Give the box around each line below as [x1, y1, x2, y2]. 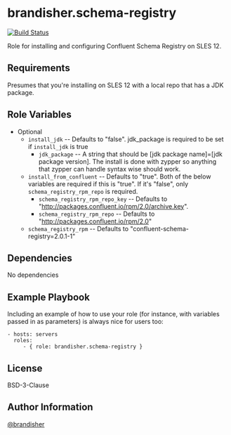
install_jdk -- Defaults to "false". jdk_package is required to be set [27, 135, 224, 143]
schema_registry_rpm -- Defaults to [27, 224, 128, 233]
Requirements [7, 62, 70, 74]
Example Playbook [7, 291, 90, 303]
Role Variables [7, 109, 72, 121]
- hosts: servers [7, 331, 58, 338]
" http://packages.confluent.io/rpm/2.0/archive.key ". [38, 202, 189, 210]
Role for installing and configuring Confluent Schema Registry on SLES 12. [7, 41, 222, 50]
